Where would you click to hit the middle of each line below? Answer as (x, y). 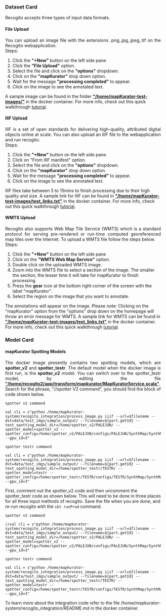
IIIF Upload (16, 118)
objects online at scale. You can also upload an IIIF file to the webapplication (83, 134)
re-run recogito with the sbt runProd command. (54, 506)
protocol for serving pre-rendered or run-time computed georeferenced (83, 234)
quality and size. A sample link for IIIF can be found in (60, 196)
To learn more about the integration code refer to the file (62, 603)
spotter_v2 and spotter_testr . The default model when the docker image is (83, 368)
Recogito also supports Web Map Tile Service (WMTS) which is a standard (83, 229)
